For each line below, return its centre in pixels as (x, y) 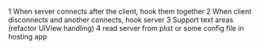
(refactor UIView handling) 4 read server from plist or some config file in (126, 28)
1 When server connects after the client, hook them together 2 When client (130, 11)
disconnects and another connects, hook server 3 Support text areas (121, 20)
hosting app (28, 36)
